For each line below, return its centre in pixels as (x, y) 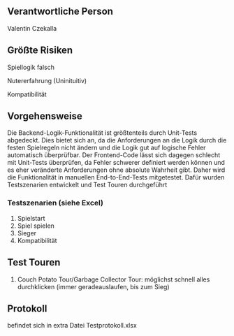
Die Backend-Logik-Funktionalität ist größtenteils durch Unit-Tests (102, 133)
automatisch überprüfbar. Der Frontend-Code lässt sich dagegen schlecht (114, 155)
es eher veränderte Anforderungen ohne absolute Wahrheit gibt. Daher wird (116, 170)
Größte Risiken (40, 51)
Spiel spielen (36, 226)
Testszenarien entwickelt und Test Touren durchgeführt (87, 185)
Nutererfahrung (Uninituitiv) (47, 80)
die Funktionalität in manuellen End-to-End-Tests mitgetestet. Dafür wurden (116, 177)
